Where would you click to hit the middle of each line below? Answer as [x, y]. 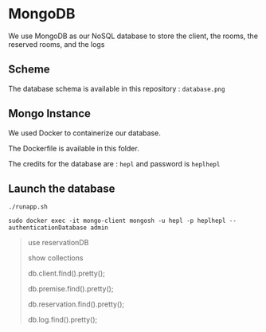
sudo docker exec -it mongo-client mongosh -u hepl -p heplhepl [117, 221]
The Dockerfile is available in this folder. [74, 148]
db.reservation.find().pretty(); [76, 304]
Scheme [29, 70]
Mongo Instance [50, 113]
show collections [55, 258]
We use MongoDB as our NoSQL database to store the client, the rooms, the [133, 36]
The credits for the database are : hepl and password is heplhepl [114, 163]
